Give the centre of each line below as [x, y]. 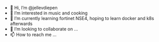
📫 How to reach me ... [33, 34]
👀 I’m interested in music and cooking [49, 13]
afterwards [21, 23]
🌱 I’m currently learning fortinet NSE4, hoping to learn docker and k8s [82, 18]
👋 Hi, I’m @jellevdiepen [34, 8]
